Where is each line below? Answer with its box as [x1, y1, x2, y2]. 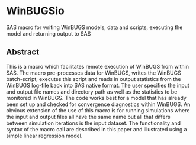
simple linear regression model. [6, 132, 83, 139]
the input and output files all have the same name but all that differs [6, 113, 171, 120]
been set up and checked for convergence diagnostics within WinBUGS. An [6, 101, 191, 108]
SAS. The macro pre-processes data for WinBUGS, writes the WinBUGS [6, 69, 182, 76]
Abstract [6, 47, 40, 57]
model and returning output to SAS [6, 30, 91, 37]
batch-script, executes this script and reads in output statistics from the [6, 75, 181, 82]
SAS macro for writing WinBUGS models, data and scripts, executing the [6, 24, 183, 31]
